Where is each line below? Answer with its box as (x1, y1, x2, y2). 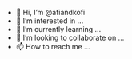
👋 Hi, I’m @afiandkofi (15, 8, 86, 17)
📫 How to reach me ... (15, 42, 90, 51)
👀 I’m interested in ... (15, 16, 84, 26)
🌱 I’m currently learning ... (15, 25, 102, 33)
